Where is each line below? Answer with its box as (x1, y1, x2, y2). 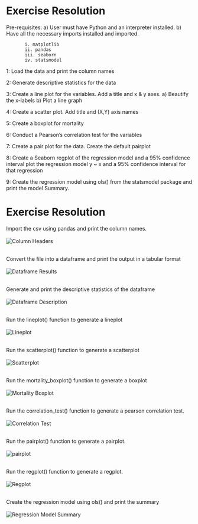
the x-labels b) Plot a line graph (6, 97, 83, 104)
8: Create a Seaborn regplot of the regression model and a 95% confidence (6, 154, 190, 161)
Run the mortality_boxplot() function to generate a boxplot (6, 376, 147, 384)
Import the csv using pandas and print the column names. (6, 225, 147, 232)
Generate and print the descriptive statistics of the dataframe (6, 286, 155, 293)
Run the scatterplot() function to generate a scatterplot (6, 346, 140, 353)
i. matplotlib (24, 41, 60, 47)
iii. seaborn (24, 52, 57, 57)
